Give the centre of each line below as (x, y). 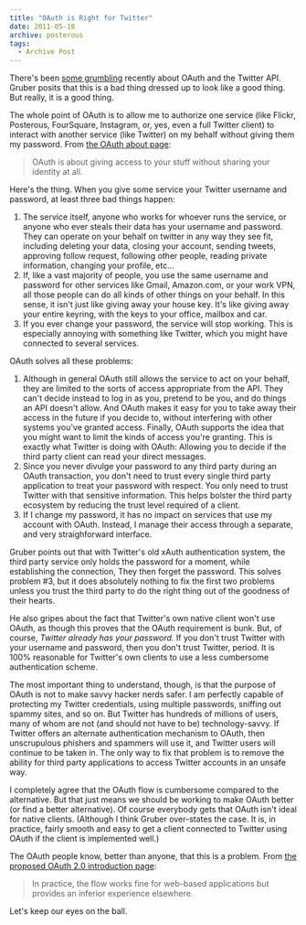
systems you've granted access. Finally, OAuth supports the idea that (153, 427)
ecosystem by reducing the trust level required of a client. (131, 505)
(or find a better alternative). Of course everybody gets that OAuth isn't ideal (153, 810)
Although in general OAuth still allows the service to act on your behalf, (156, 379)
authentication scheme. (54, 667)
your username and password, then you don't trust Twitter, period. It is (142, 648)
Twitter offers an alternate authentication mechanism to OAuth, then (137, 734)
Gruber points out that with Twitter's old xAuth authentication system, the (148, 552)
